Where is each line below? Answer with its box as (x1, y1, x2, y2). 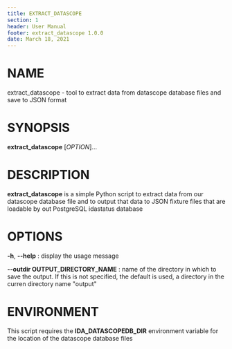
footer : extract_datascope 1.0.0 (7, 29, 104, 37)
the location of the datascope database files (7, 334, 133, 342)
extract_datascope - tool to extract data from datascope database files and (7, 88, 222, 97)
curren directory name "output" (7, 279, 97, 287)
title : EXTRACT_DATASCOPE (7, 10, 82, 17)
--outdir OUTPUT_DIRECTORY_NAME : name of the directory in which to (7, 265, 217, 273)
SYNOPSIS (7, 120, 71, 135)
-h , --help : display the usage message (7, 252, 119, 260)
